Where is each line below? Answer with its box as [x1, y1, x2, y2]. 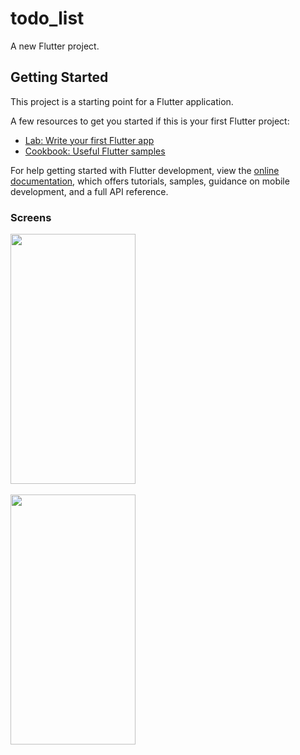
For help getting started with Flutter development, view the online [10, 164, 280, 176]
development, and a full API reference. [10, 185, 169, 197]
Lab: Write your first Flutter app [24, 134, 155, 146]
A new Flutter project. [10, 40, 100, 52]
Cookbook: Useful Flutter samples [24, 145, 166, 157]
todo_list [10, 7, 85, 30]
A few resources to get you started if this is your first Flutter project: [10, 115, 290, 127]
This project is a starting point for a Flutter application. [10, 95, 234, 107]
